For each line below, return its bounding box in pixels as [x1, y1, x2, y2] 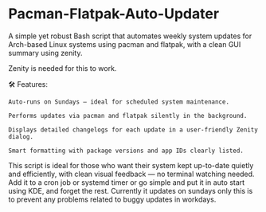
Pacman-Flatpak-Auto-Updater [8, 5, 220, 23]
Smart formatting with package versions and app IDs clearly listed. [8, 147, 244, 155]
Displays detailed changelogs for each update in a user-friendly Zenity [8, 125, 259, 134]
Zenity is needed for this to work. [8, 63, 117, 73]
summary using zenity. [8, 48, 83, 57]
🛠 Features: [8, 79, 49, 88]
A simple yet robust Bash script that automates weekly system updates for [8, 31, 252, 41]
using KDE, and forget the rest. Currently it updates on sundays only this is [8, 186, 253, 195]
